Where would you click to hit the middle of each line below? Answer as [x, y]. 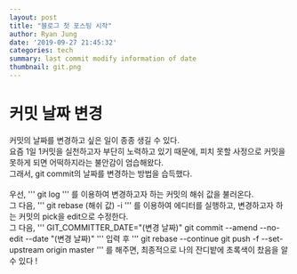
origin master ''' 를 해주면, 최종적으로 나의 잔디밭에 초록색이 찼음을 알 [167, 249]
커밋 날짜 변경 [56, 114]
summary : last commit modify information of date [103, 59]
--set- [272, 238]
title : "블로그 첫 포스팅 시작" [61, 26]
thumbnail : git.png [45, 68]
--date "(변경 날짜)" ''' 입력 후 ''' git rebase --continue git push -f [142, 238]
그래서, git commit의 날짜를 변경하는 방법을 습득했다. [101, 173]
